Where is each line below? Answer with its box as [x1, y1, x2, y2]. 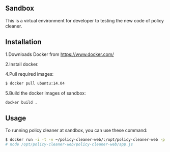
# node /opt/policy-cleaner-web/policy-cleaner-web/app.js [5, 142, 133, 147]
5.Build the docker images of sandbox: [5, 90, 86, 96]
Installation [5, 38, 42, 46]
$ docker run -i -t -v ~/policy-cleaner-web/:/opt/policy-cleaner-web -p [5, 137, 165, 142]
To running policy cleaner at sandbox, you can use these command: [5, 127, 148, 134]
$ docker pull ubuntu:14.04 [5, 81, 65, 86]
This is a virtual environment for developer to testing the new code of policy [5, 17, 164, 23]
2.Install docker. [5, 61, 39, 67]
